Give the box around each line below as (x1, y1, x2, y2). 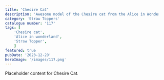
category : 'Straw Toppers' (5, 16, 60, 21)
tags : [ (5, 25, 21, 30)
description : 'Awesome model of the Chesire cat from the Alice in (5, 12, 145, 17)
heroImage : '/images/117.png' (5, 57, 67, 62)
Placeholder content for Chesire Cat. (5, 70, 79, 76)
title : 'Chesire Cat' (5, 7, 49, 12)
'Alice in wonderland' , (14, 35, 62, 40)
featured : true (5, 48, 36, 53)
